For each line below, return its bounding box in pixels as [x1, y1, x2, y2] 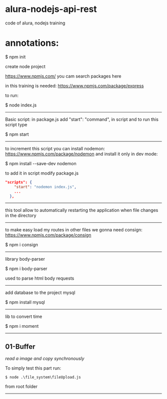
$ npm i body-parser [5, 266, 48, 272]
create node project [5, 63, 46, 69]
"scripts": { [5, 180, 32, 185]
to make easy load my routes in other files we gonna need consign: [5, 227, 143, 233]
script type [5, 121, 27, 127]
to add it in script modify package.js [5, 170, 79, 176]
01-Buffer [5, 342, 36, 351]
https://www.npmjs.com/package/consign [5, 232, 91, 238]
